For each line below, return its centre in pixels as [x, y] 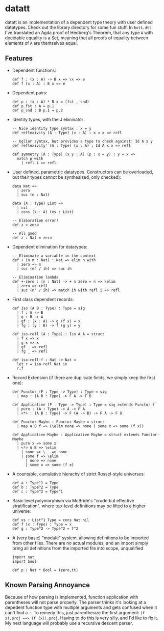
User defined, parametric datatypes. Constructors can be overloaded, [82, 172]
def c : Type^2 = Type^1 [37, 492]
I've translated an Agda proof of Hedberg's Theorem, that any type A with [79, 32]
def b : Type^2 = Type [35, 487]
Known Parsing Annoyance [47, 585]
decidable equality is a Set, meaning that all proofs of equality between [77, 38]
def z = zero [25, 225]
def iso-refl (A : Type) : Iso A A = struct [58, 334]
